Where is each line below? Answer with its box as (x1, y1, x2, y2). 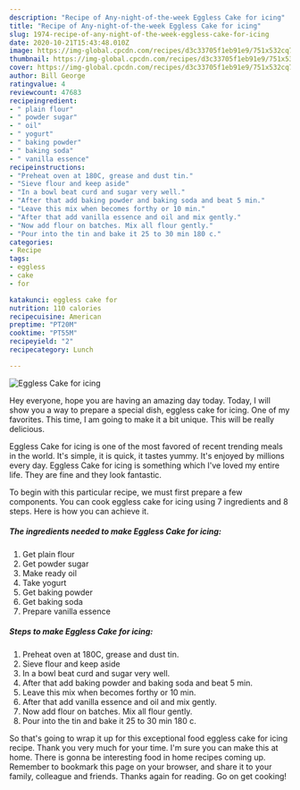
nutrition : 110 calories (9, 303, 102, 313)
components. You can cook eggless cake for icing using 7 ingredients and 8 (9, 496, 288, 506)
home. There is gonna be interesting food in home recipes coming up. (9, 752, 266, 762)
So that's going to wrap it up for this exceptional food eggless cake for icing (9, 733, 288, 743)
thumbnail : (9, 55, 50, 64)
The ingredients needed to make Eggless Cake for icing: (9, 526, 221, 537)
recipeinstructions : (9, 163, 87, 172)
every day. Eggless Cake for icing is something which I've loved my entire (9, 460, 279, 471)
